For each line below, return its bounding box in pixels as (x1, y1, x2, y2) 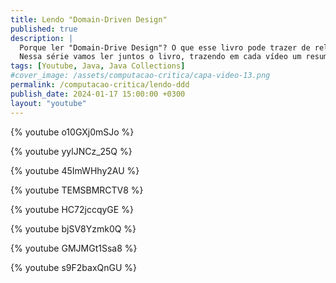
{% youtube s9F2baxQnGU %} (10, 261, 138, 273)
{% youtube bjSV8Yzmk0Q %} (10, 222, 137, 235)
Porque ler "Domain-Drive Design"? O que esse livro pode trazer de (19, 42, 311, 53)
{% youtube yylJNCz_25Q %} (10, 145, 133, 157)
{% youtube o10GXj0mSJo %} (10, 126, 135, 138)
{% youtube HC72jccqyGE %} (10, 203, 134, 215)
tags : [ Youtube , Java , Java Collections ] (10, 61, 186, 71)
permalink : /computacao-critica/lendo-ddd (10, 80, 190, 90)
